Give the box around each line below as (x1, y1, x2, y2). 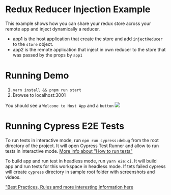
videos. (5, 174, 21, 180)
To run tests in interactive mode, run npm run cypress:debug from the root (5, 137, 159, 143)
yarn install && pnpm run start (12, 88, 81, 93)
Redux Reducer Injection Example (5, 4, 151, 15)
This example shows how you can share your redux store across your (5, 20, 151, 26)
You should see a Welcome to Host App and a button (5, 102, 114, 108)
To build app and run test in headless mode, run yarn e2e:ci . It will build (5, 158, 157, 164)
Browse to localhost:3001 (12, 92, 66, 98)
